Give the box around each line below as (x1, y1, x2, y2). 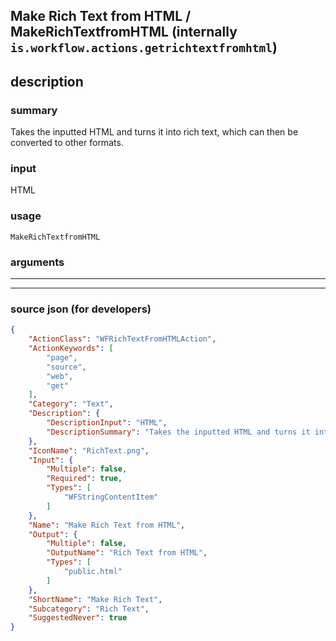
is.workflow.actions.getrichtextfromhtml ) (10, 39, 278, 56)
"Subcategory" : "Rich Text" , (28, 604, 150, 614)
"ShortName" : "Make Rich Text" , (28, 594, 163, 604)
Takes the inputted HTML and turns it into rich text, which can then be (10, 126, 299, 138)
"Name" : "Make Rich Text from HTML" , (28, 520, 186, 530)
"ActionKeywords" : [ (28, 344, 114, 354)
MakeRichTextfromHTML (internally (10, 24, 238, 41)
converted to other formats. (10, 137, 124, 149)
